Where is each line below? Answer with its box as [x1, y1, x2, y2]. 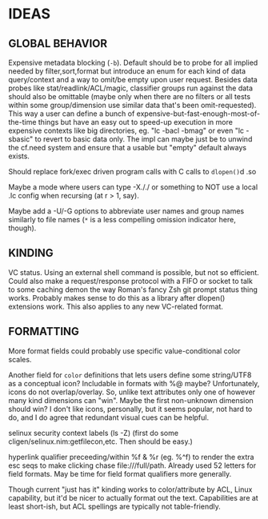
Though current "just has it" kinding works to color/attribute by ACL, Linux [8, 485, 253, 494]
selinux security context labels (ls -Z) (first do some [8, 428, 178, 437]
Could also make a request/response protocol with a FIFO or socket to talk [8, 276, 254, 285]
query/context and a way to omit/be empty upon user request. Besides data [8, 75, 258, 84]
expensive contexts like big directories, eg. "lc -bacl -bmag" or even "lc [8, 126, 245, 135]
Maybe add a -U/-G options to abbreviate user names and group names [8, 206, 245, 216]
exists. [8, 151, 30, 161]
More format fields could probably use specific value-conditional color [8, 345, 242, 356]
